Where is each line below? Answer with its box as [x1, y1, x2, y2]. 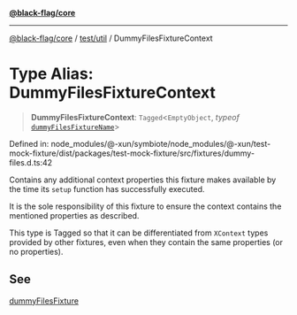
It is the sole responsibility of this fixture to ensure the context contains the [9, 201, 282, 211]
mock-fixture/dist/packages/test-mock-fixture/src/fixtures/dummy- [9, 148, 255, 158]
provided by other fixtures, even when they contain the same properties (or [9, 236, 284, 247]
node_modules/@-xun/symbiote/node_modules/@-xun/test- [50, 138, 271, 149]
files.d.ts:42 [9, 157, 53, 167]
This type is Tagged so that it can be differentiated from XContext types [9, 227, 269, 238]
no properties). [9, 246, 64, 257]
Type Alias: [9, 64, 95, 84]
